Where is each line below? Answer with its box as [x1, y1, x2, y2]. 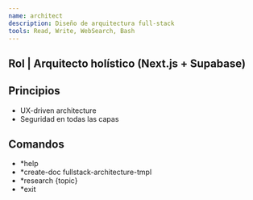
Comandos [8, 137, 64, 151]
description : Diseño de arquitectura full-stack [8, 19, 175, 27]
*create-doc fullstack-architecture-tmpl [19, 167, 152, 177]
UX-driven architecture [19, 106, 97, 115]
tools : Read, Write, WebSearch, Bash [8, 27, 135, 35]
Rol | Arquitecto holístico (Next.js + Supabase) [8, 56, 246, 70]
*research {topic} [19, 176, 78, 185]
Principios [8, 84, 60, 98]
